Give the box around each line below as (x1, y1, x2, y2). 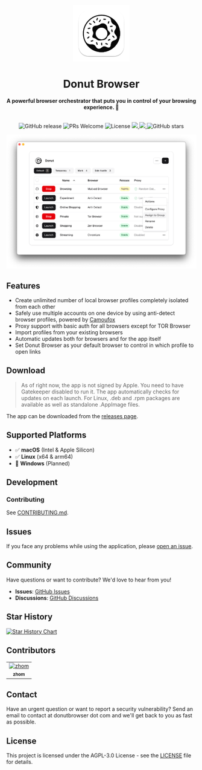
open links (14, 348, 41, 355)
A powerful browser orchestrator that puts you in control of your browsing (6, 97, 197, 104)
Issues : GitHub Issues (14, 587, 71, 595)
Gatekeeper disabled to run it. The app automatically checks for (21, 388, 180, 395)
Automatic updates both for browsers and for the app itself (14, 335, 162, 342)
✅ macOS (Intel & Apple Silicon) (14, 446, 95, 453)
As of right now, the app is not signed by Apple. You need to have (21, 381, 184, 389)
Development (6, 477, 58, 487)
